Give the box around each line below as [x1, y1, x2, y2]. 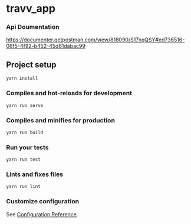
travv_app [6, 2, 56, 15]
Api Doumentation [6, 23, 60, 31]
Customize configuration [6, 197, 80, 206]
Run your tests [6, 143, 49, 151]
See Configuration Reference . [6, 210, 78, 217]
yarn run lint [6, 184, 41, 190]
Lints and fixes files [6, 170, 64, 178]
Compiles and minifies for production [6, 116, 115, 124]
